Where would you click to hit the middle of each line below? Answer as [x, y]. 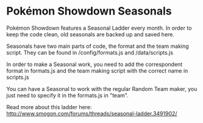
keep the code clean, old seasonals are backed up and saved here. [91, 34]
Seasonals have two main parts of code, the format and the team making [98, 46]
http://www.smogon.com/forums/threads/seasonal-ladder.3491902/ [92, 113]
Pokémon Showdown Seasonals [89, 11]
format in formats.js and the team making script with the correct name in [97, 70]
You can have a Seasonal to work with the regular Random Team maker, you [102, 88]
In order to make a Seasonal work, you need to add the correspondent [94, 64]
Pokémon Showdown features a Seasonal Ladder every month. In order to [99, 28]
